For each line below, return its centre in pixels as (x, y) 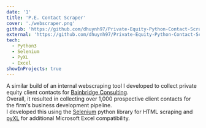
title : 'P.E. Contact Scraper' (46, 18)
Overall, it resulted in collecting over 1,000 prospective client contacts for (99, 99)
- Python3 (24, 46)
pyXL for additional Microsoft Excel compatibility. (68, 118)
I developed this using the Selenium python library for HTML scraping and (100, 112)
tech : (13, 40)
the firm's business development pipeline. (59, 105)
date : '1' (19, 12)
